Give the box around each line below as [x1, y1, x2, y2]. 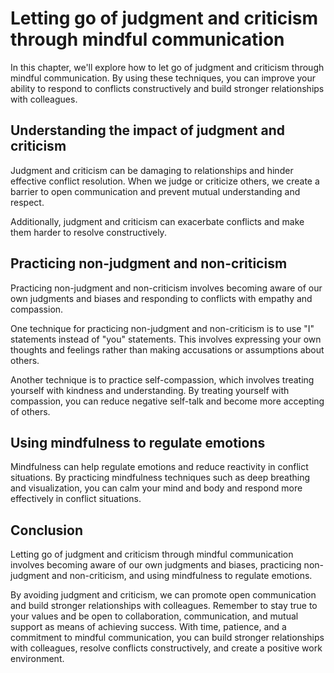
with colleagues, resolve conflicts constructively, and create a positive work [10, 642, 323, 654]
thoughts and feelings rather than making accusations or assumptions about [10, 343, 325, 356]
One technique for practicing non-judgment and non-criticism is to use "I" [10, 322, 315, 334]
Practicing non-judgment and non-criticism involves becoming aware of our [10, 282, 323, 294]
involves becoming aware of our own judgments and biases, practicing [10, 559, 302, 571]
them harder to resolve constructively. [10, 226, 167, 238]
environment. [10, 653, 65, 665]
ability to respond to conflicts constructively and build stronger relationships [10, 82, 325, 94]
